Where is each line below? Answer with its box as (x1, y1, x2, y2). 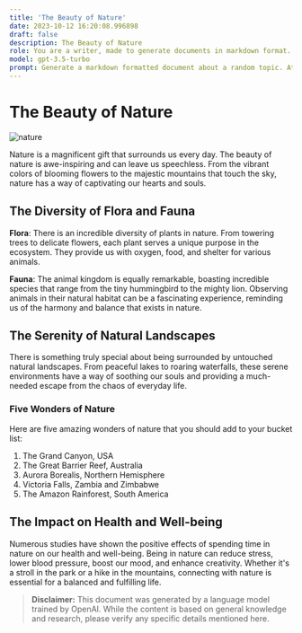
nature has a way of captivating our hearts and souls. (9, 177, 207, 189)
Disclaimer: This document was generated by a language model (31, 593, 271, 604)
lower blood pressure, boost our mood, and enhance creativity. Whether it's (9, 558, 290, 568)
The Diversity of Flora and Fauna (9, 204, 196, 219)
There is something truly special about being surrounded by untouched (9, 352, 273, 363)
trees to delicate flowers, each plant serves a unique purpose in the (9, 237, 260, 248)
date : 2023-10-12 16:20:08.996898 (9, 22, 139, 31)
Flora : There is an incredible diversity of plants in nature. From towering (9, 227, 275, 238)
